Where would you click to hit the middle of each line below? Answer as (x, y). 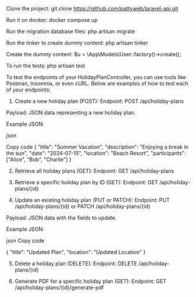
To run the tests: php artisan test (46, 66)
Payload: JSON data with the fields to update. (61, 218)
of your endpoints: (29, 90)
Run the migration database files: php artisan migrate (71, 31)
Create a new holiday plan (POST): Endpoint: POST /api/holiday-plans (99, 101)
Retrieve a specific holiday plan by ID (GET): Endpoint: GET (86, 182)
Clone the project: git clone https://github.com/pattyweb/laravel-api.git (92, 9)
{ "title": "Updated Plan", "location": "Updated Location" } (76, 252)
